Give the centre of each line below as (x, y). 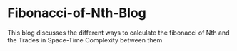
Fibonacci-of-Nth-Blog (77, 13)
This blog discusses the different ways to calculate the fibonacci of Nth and (118, 33)
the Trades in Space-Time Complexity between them (85, 40)
